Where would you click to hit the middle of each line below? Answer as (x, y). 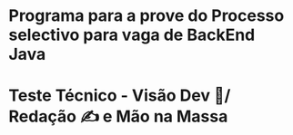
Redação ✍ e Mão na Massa (118, 116)
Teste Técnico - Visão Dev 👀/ (120, 96)
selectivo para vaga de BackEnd (132, 35)
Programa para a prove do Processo (146, 16)
